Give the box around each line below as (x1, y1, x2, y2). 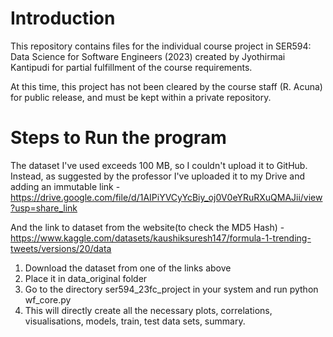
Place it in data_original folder (24, 272, 148, 284)
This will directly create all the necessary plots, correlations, (24, 304, 273, 316)
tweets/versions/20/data (10, 242, 112, 254)
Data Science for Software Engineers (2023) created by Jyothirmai (10, 50, 286, 62)
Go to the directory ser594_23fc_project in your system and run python (24, 283, 319, 295)
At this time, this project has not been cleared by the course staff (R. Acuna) (10, 80, 323, 92)
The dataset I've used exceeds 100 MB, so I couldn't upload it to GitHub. (10, 159, 308, 171)
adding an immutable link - (10, 180, 121, 192)
